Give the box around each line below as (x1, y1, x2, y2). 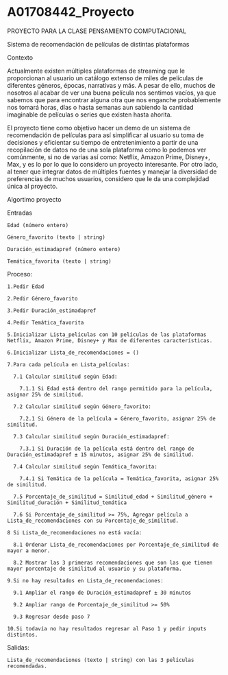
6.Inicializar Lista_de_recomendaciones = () (7, 349, 139, 356)
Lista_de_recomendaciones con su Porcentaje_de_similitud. (7, 517, 179, 524)
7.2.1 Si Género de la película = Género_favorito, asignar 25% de (19, 415, 216, 422)
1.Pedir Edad (7, 283, 45, 290)
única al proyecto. (7, 182, 58, 190)
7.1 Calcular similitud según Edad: (13, 373, 118, 380)
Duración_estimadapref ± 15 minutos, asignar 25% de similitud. (7, 451, 194, 458)
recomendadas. (7, 663, 48, 670)
